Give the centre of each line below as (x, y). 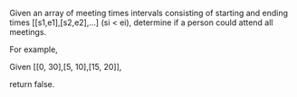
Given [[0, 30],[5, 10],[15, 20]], (66, 67)
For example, (34, 49)
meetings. (28, 32)
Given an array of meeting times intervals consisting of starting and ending (148, 13)
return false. (32, 84)
